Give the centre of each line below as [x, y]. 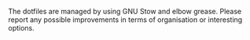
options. [22, 28]
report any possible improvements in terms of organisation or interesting [125, 20]
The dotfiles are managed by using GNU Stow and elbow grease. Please [125, 11]
